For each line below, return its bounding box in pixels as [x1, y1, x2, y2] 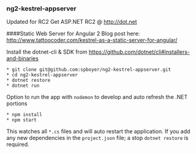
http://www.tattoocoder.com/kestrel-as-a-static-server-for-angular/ [6, 37, 178, 44]
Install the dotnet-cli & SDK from [6, 48, 88, 56]
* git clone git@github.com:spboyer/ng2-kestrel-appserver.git [6, 67, 171, 73]
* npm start [6, 117, 37, 123]
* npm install [6, 112, 43, 118]
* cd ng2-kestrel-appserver [6, 72, 78, 78]
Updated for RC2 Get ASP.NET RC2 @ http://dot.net [6, 18, 137, 26]
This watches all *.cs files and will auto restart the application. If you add [6, 128, 190, 135]
